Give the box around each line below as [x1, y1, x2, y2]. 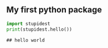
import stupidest [6, 20, 51, 26]
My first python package [6, 5, 103, 15]
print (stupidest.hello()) [6, 26, 72, 32]
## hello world [6, 37, 45, 43]
